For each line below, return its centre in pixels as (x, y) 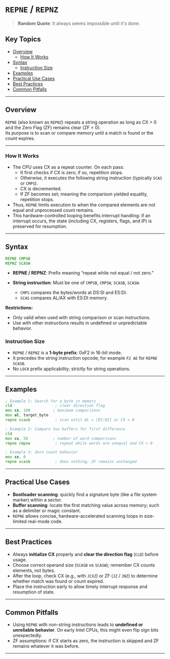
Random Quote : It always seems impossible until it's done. (79, 23)
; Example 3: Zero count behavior (42, 452)
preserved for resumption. (40, 226)
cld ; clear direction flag (55, 406)
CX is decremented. (41, 188)
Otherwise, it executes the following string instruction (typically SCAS (91, 178)
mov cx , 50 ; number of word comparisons (61, 438)
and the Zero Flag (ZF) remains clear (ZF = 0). (53, 127)
